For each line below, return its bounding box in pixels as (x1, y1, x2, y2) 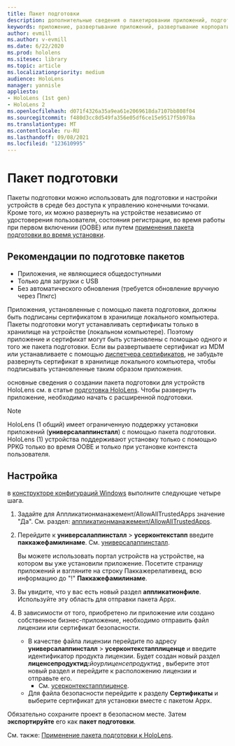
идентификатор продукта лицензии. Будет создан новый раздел (27, 652, 220, 660)
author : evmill (7, 29, 52, 37)
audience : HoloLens (7, 75, 64, 83)
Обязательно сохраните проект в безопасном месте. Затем (7, 710, 187, 718)
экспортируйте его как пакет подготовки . (7, 717, 136, 726)
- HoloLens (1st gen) (7, 95, 71, 102)
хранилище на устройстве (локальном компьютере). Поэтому (7, 327, 194, 336)
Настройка (7, 470, 58, 482)
